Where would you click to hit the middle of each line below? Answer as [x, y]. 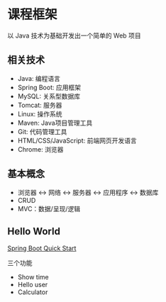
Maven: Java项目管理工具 [55, 123]
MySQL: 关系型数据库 [49, 96]
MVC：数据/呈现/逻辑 [49, 208]
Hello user [33, 285]
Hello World [34, 231]
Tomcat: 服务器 [40, 105]
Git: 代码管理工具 [42, 131]
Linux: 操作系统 [40, 113]
